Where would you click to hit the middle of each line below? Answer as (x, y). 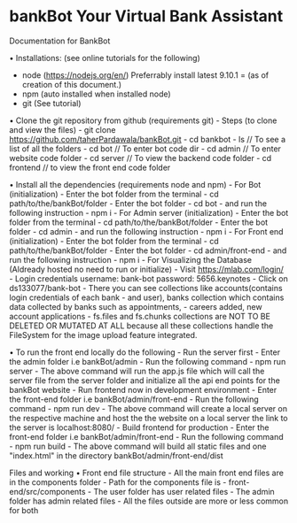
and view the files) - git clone (63, 129)
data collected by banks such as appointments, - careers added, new (136, 306)
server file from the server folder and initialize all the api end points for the (145, 380)
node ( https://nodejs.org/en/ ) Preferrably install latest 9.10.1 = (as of (145, 75)
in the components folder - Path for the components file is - (118, 482)
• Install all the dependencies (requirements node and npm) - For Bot (135, 184)
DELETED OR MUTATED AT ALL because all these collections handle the (141, 326)
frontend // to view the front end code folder (90, 167)
